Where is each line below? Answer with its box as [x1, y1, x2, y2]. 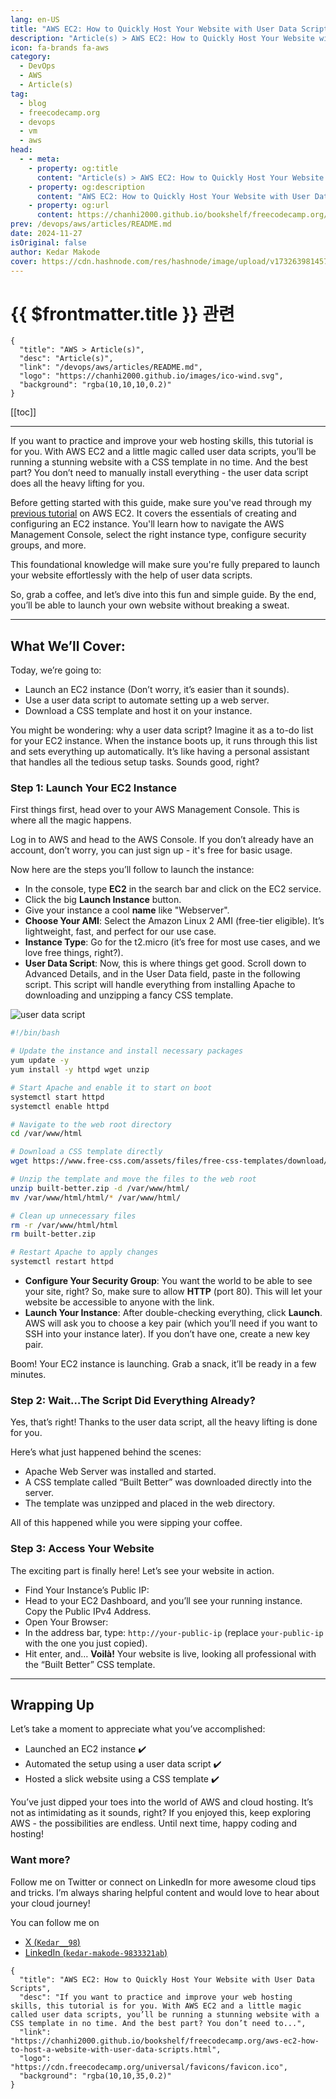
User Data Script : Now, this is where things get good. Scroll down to [24, 957, 307, 970]
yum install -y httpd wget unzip [10, 1065, 150, 1075]
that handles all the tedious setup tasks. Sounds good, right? [10, 756, 260, 768]
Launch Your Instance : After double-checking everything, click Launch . [24, 1307, 323, 1319]
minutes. [10, 1369, 47, 1381]
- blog [19, 98, 47, 108]
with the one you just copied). [24, 1637, 148, 1649]
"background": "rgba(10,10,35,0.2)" [19, 2071, 172, 2081]
